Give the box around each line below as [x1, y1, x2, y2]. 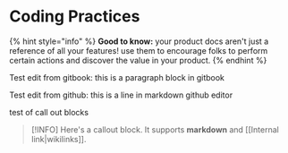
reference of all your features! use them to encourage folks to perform [9, 45, 268, 55]
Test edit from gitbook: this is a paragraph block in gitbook [9, 72, 225, 82]
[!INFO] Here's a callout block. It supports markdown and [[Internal [30, 123, 279, 135]
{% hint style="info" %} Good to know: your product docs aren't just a [9, 36, 269, 47]
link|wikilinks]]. [30, 133, 87, 144]
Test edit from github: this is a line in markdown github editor [9, 89, 233, 100]
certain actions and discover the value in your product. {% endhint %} [9, 55, 267, 65]
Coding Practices [9, 6, 140, 27]
